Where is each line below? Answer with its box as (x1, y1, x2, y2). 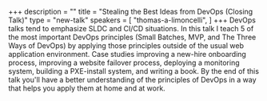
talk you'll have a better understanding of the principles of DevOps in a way (8, 75, 257, 84)
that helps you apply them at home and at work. (8, 83, 165, 93)
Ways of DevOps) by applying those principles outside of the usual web (8, 41, 244, 50)
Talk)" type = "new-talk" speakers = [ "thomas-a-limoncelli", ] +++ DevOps (8, 15, 256, 25)
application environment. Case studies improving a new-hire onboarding (8, 50, 246, 59)
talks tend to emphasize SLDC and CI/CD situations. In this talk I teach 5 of (8, 24, 254, 33)
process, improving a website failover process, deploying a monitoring (8, 58, 240, 67)
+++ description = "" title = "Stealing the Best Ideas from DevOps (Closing (8, 7, 253, 16)
